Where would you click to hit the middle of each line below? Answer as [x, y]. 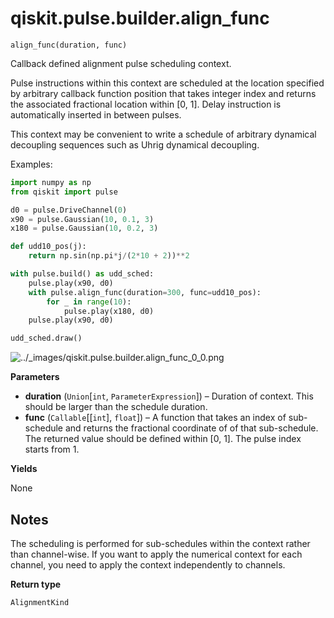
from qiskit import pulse [64, 192]
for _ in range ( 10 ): [89, 302]
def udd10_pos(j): [48, 247]
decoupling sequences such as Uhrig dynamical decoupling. [135, 144]
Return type [36, 584]
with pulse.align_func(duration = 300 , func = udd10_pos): [145, 292]
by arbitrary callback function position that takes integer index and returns [163, 93]
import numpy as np [51, 182]
